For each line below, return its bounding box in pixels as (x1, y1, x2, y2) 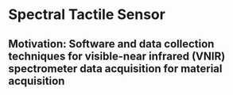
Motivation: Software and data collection (8, 37, 215, 51)
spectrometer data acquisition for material (8, 62, 223, 75)
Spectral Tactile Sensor (8, 6, 165, 24)
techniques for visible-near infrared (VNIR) (8, 49, 226, 63)
